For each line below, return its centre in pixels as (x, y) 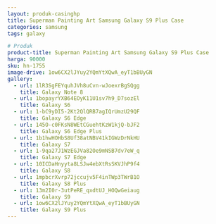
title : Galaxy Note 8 (51, 92)
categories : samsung (38, 27)
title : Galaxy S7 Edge (53, 158)
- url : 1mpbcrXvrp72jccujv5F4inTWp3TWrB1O (77, 177)
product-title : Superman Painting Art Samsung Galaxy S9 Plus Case (108, 53)
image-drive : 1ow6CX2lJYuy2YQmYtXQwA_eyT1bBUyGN (80, 72)
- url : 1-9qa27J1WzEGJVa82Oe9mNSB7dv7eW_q (77, 151)
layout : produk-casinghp (44, 14)
